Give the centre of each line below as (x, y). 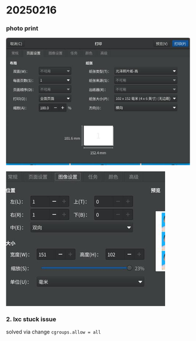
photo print (22, 29)
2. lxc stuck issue (31, 319)
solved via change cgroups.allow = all (53, 332)
